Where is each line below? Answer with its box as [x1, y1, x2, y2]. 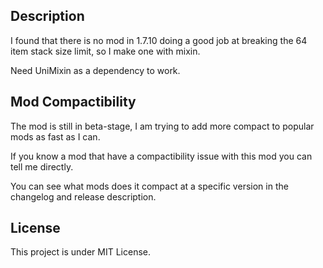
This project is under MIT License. [10, 246, 152, 258]
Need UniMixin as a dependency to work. [10, 64, 181, 76]
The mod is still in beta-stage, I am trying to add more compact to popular [10, 120, 315, 132]
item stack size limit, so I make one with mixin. [10, 45, 201, 57]
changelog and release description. [10, 190, 157, 203]
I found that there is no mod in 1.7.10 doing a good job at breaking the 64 [10, 34, 308, 46]
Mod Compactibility [10, 94, 137, 111]
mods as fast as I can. [10, 130, 101, 143]
